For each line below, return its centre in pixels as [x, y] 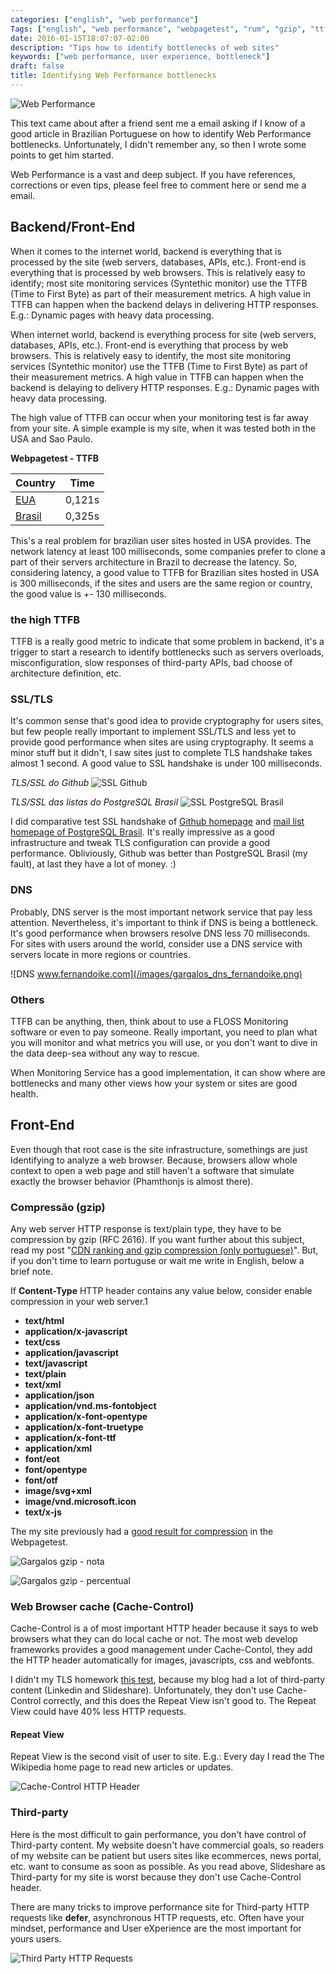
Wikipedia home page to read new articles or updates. [122, 1767]
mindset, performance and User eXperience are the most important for [156, 1928]
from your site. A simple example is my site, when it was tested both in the [163, 428]
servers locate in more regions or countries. [100, 954]
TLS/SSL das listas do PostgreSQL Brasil [94, 802]
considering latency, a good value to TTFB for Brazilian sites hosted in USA [165, 572]
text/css [42, 1342]
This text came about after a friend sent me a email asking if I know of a [158, 123]
